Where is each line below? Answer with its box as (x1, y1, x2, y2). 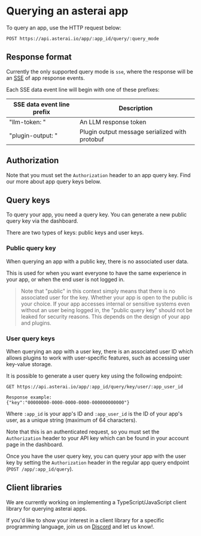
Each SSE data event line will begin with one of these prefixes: (6, 86, 160, 93)
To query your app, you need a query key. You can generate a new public (6, 211, 187, 218)
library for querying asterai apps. (6, 505, 87, 512)
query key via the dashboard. (6, 217, 79, 224)
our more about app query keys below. (6, 178, 102, 185)
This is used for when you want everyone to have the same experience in (6, 269, 187, 277)
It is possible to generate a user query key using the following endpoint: (6, 372, 183, 379)
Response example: (6, 394, 52, 400)
